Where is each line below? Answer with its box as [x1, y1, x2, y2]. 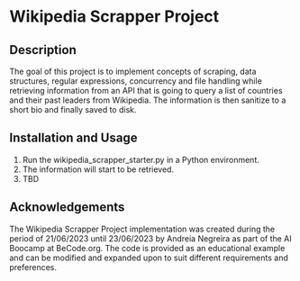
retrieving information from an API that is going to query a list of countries [9, 86, 283, 95]
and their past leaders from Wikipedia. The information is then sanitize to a [9, 95, 286, 105]
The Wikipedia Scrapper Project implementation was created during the [9, 223, 276, 234]
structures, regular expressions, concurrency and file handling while [9, 76, 263, 86]
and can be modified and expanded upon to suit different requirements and [9, 252, 288, 263]
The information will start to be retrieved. [22, 164, 174, 175]
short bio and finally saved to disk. [9, 104, 137, 114]
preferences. [9, 261, 57, 272]
